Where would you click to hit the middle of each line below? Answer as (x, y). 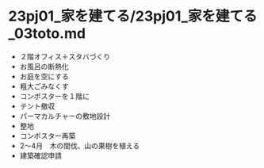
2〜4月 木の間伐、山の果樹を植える (80, 145)
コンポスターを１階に (54, 96)
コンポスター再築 (48, 136)
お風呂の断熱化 (44, 66)
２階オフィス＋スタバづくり (65, 56)
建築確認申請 (40, 155)
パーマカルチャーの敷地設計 (65, 116)
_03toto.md (47, 34)
